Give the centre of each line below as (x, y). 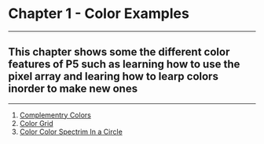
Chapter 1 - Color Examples (99, 14)
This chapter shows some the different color (119, 52)
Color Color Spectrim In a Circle (71, 131)
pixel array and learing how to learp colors (113, 76)
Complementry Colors (55, 115)
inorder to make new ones (73, 89)
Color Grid (36, 123)
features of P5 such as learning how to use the (124, 65)
